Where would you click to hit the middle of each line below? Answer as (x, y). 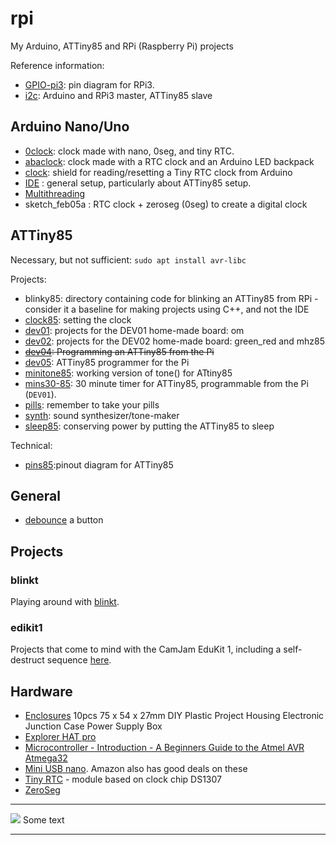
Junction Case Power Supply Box (93, 726)
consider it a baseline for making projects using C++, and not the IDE (167, 309)
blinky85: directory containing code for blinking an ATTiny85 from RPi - (171, 298)
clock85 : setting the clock (78, 319)
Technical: (31, 445)
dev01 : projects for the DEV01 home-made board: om (134, 330)
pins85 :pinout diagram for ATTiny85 (99, 464)
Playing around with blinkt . (65, 602)
